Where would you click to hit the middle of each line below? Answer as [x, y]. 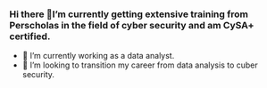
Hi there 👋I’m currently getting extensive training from [129, 14]
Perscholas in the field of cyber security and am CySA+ [132, 25]
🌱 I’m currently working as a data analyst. [98, 56]
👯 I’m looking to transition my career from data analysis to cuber [140, 65]
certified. [30, 36]
